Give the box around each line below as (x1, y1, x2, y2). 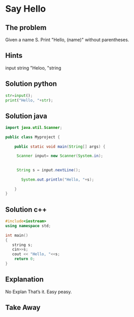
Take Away (5, 303, 41, 312)
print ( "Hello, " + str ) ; (5, 97, 53, 103)
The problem (5, 23, 47, 32)
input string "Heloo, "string (5, 64, 61, 71)
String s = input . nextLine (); (16, 168, 81, 173)
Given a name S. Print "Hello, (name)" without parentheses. (5, 37, 129, 43)
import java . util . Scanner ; (5, 125, 62, 130)
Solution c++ (5, 205, 47, 214)
